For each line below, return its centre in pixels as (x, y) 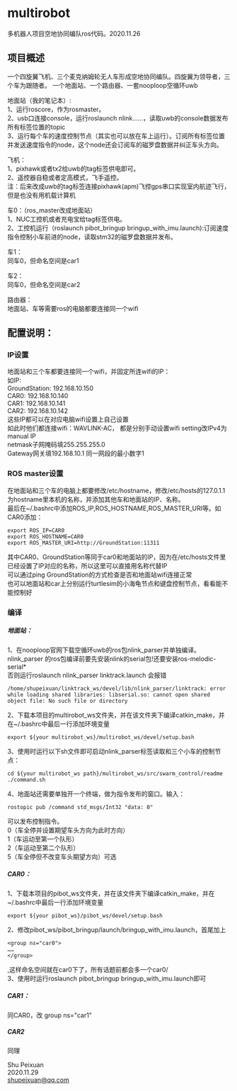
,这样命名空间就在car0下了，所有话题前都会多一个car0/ (88, 969)
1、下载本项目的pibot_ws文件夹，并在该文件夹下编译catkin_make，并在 (111, 893)
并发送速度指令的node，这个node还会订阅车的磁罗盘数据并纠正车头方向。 (115, 145)
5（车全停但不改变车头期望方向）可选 (62, 857)
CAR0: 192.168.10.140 (38, 396)
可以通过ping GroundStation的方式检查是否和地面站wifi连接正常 (100, 575)
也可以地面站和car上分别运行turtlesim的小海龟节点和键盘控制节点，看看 (111, 583)
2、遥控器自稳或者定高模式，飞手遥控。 (65, 177)
